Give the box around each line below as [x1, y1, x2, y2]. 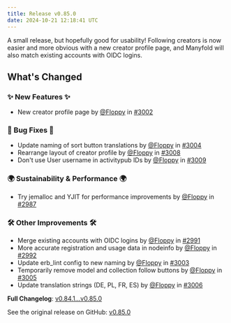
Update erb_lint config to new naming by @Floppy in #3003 [17, 259, 190, 267]
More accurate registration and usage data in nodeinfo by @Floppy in [17, 244, 218, 252]
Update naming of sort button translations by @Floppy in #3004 [17, 141, 202, 150]
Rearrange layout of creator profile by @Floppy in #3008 [17, 148, 181, 157]
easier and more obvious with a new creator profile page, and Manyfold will [7, 43, 225, 52]
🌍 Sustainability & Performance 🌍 [7, 174, 127, 184]
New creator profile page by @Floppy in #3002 [17, 108, 154, 116]
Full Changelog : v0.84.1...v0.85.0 [7, 294, 103, 303]
